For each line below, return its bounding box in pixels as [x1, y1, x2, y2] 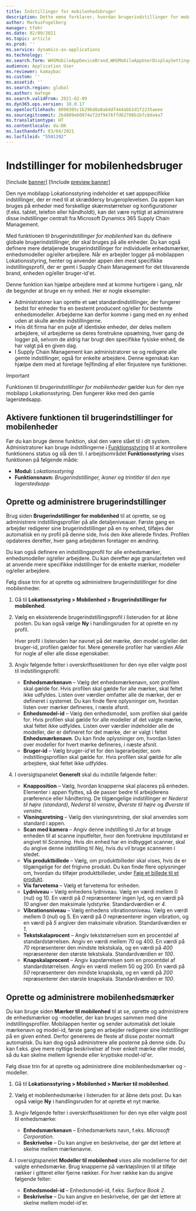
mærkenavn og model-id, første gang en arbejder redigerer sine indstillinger [6, 1027, 190, 1034]
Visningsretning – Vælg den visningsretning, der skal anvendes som [23, 813, 188, 820]
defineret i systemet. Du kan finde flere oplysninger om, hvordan [23, 697, 179, 704]
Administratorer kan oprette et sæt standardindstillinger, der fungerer [14, 298, 181, 305]
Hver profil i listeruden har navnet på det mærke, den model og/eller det [14, 638, 188, 645]
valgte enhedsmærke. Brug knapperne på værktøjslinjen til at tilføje [14, 1163, 176, 1170]
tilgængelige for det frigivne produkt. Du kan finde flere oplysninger [23, 863, 186, 870]
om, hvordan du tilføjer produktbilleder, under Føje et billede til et [23, 870, 179, 877]
